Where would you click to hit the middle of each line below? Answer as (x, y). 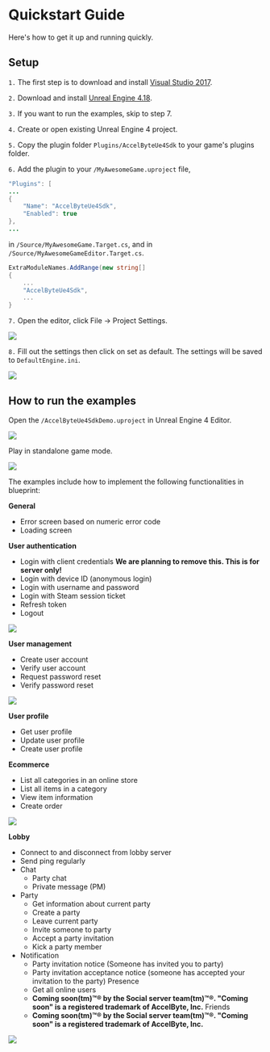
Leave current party (65, 921)
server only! (41, 570)
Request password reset (60, 676)
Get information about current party (91, 903)
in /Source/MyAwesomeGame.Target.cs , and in (81, 244)
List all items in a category (63, 789)
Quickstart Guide (67, 15)
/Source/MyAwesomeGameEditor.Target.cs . (76, 253)
